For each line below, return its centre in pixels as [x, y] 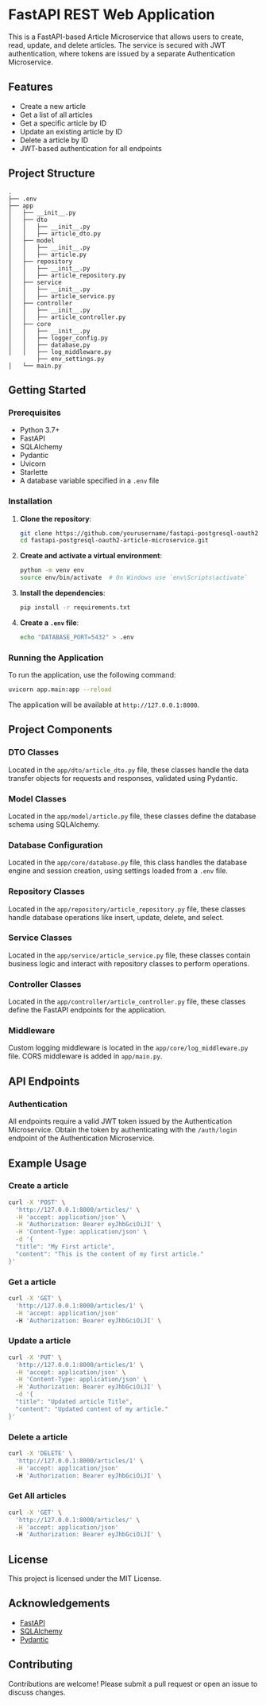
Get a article [32, 1282]
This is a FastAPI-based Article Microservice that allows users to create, [126, 37]
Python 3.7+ [40, 430]
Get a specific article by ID [63, 123]
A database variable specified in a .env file [89, 481]
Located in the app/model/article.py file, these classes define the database [132, 816]
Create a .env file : [49, 623]
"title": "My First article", [65, 1247]
